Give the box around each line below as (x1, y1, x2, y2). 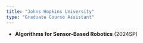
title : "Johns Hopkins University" (6, 8, 95, 15)
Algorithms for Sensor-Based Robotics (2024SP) (14, 30, 138, 37)
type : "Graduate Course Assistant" (6, 14, 95, 20)
